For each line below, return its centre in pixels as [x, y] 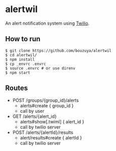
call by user [32, 111]
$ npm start [18, 72]
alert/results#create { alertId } [51, 137]
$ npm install [20, 59]
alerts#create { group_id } [47, 105]
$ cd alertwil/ [21, 55]
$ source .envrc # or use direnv [40, 68]
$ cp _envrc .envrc [26, 64]
